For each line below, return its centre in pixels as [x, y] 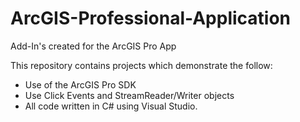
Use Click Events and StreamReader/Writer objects [129, 95]
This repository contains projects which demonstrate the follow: [141, 65]
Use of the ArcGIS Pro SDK [80, 84]
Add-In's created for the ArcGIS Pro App [93, 46]
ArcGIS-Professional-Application [151, 18]
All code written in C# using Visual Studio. [111, 106]
